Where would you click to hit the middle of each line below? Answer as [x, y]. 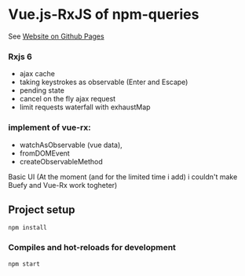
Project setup [42, 210]
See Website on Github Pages [56, 36]
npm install [27, 228]
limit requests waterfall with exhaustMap [85, 107]
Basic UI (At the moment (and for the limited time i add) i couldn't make [123, 177]
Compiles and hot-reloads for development [92, 248]
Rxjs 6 [20, 57]
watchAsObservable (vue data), [71, 145]
